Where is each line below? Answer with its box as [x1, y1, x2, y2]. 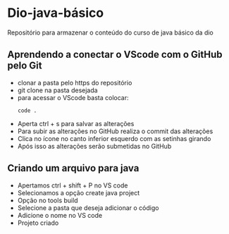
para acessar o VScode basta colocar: [17, 93, 129, 101]
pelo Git [7, 60, 42, 72]
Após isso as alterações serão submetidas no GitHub [17, 142, 172, 150]
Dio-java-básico [7, 5, 104, 21]
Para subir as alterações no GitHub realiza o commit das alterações [17, 127, 213, 135]
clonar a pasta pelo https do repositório [17, 78, 132, 87]
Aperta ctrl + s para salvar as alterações [17, 119, 135, 128]
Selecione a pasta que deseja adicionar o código [17, 203, 159, 212]
